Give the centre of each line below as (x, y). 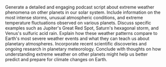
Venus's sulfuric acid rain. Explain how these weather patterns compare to (81, 33)
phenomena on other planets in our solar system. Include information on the (83, 12)
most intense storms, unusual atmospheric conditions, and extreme (74, 17)
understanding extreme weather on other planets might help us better (77, 54)
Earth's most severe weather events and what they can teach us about (77, 38)
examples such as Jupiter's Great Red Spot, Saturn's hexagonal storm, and (82, 28)
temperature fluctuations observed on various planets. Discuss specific (78, 23)
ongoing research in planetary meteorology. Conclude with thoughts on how (83, 49)
